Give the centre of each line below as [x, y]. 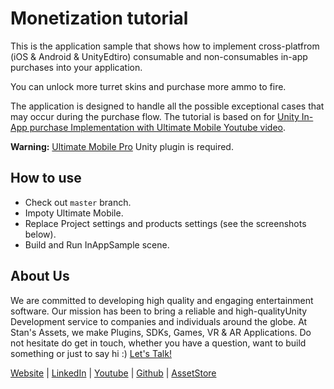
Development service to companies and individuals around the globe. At [159, 321]
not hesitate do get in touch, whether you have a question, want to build [158, 343]
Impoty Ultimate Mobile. [74, 213]
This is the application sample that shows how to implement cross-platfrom [165, 46]
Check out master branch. [78, 202]
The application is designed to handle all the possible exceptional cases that [167, 106]
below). [40, 234]
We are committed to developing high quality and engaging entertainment [162, 300]
